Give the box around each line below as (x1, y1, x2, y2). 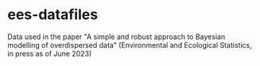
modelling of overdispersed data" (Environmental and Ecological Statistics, (7, 40, 252, 49)
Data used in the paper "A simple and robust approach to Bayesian (7, 32, 226, 41)
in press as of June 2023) (7, 49, 92, 58)
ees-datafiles (7, 6, 99, 24)
